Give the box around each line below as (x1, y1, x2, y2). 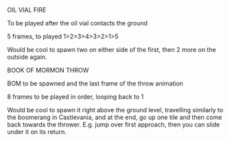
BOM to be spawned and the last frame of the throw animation (7, 79, 183, 88)
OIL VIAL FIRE (7, 6, 47, 14)
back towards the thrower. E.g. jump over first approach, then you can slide (7, 120, 220, 129)
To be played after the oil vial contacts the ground (7, 19, 148, 27)
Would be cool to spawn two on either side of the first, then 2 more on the (7, 46, 216, 53)
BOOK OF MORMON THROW (7, 66, 89, 74)
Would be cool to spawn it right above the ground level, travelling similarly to (7, 106, 224, 114)
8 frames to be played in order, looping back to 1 (7, 92, 144, 101)
